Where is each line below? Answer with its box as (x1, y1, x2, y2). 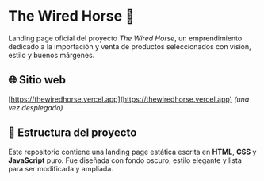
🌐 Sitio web (8, 73, 66, 87)
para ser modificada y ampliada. (8, 164, 113, 173)
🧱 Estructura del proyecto (8, 126, 137, 140)
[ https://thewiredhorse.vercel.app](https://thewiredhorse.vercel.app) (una (8, 94, 250, 104)
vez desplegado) (8, 102, 63, 112)
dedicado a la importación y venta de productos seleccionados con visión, (8, 41, 251, 51)
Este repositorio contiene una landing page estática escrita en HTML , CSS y (8, 147, 257, 156)
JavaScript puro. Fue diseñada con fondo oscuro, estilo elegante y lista (8, 155, 242, 165)
